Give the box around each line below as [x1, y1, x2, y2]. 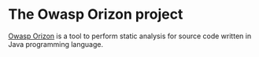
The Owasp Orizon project [8, 5, 183, 23]
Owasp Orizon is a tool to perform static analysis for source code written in [8, 31, 252, 41]
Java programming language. [8, 39, 104, 48]
